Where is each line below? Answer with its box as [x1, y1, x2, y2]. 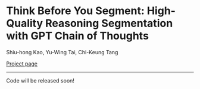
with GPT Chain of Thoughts [6, 29, 149, 42]
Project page [6, 60, 37, 67]
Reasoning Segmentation [45, 17, 173, 30]
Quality [6, 17, 43, 30]
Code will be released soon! [6, 77, 74, 84]
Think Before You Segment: [6, 4, 145, 18]
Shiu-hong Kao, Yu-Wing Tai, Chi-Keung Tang [6, 48, 118, 55]
